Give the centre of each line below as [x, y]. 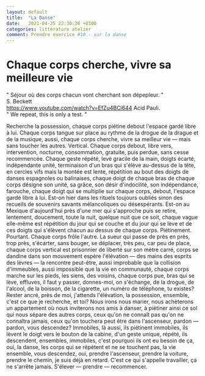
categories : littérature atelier [49, 29]
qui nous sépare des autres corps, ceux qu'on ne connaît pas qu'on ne [95, 315]
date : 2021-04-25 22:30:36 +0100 [52, 23]
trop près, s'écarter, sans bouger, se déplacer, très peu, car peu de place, [99, 243]
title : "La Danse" [31, 18]
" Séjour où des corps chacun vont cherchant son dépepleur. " [85, 95]
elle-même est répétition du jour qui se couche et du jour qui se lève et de [99, 224]
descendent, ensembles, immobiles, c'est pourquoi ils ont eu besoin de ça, [100, 341]
